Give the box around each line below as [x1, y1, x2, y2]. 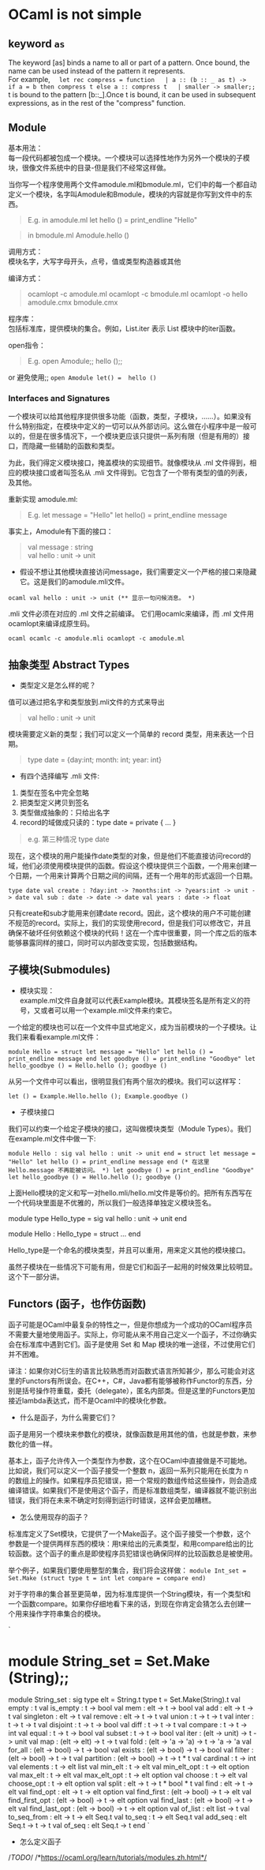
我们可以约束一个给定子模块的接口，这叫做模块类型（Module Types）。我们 [8, 1123, 252, 1134]
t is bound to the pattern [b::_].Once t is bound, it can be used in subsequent [8, 90, 256, 99]
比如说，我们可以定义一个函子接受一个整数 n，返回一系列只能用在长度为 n [8, 1466, 248, 1475]
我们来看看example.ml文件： [8, 1032, 101, 1041]
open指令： [8, 340, 46, 350]
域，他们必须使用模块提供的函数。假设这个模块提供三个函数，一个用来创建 [8, 860, 250, 870]
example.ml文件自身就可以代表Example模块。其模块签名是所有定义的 [19, 995, 244, 1005]
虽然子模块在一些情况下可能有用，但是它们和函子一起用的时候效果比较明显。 [8, 1261, 257, 1272]
